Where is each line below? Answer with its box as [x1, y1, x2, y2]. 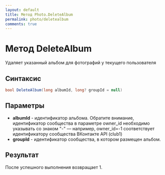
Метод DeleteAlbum [5, 43, 92, 54]
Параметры [5, 102, 45, 110]
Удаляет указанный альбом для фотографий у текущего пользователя [5, 60, 156, 66]
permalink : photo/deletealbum [5, 17, 69, 22]
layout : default [5, 7, 39, 13]
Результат [5, 151, 39, 159]
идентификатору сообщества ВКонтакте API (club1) [12, 131, 123, 137]
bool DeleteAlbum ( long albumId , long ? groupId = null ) [5, 87, 123, 93]
